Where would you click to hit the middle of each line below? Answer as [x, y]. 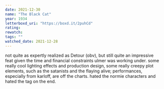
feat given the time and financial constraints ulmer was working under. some [82, 60]
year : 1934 [16, 19]
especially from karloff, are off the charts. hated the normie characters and [80, 76]
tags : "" [14, 37]
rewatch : [14, 32]
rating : [13, 28]
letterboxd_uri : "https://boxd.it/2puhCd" [49, 23]
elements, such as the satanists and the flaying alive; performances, [74, 71]
